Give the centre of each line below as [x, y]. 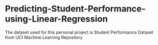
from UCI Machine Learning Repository [44, 37]
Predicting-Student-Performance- [75, 9]
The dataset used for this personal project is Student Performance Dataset [79, 32]
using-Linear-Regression [56, 19]
